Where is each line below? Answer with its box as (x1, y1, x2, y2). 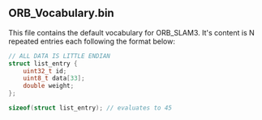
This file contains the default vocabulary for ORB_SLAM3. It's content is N (8, 27, 256, 37)
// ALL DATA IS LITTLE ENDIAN (8, 52, 111, 60)
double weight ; (23, 82, 75, 90)
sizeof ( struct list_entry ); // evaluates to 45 (8, 104, 173, 112)
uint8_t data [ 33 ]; (23, 74, 85, 83)
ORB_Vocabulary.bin (8, 6, 115, 20)
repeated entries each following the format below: (8, 36, 176, 46)
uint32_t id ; (23, 67, 67, 75)
